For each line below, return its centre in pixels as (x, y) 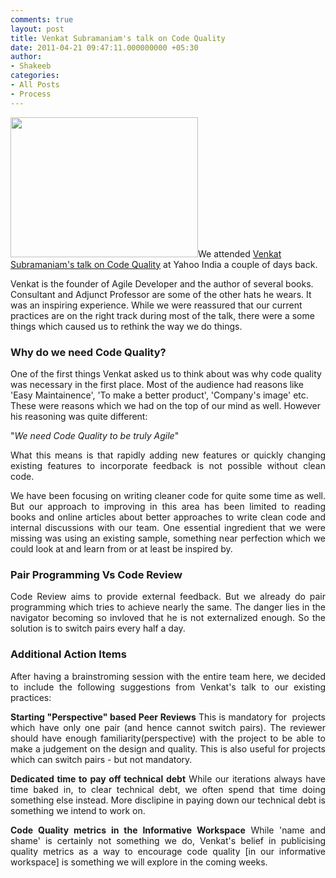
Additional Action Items (68, 654)
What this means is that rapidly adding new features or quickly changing (168, 455)
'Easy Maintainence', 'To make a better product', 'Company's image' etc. (159, 395)
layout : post (37, 29)
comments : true (42, 19)
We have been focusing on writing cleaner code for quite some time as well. (168, 495)
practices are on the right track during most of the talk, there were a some (162, 315)
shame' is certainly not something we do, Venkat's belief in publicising (168, 840)
